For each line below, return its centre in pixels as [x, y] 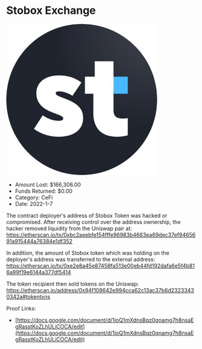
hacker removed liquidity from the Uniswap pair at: [69, 228]
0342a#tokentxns [28, 296]
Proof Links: [21, 308]
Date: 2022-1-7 [34, 203]
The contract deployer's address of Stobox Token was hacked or [87, 216]
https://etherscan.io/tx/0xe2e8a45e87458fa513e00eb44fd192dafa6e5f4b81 [100, 266]
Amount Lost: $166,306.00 [48, 184]
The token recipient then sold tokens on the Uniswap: [73, 284]
